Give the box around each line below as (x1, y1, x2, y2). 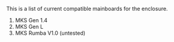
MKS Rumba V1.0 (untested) (15, 29, 86, 37)
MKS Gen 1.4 (15, 17, 48, 23)
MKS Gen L (15, 23, 44, 30)
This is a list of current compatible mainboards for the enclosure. (6, 5, 168, 12)
